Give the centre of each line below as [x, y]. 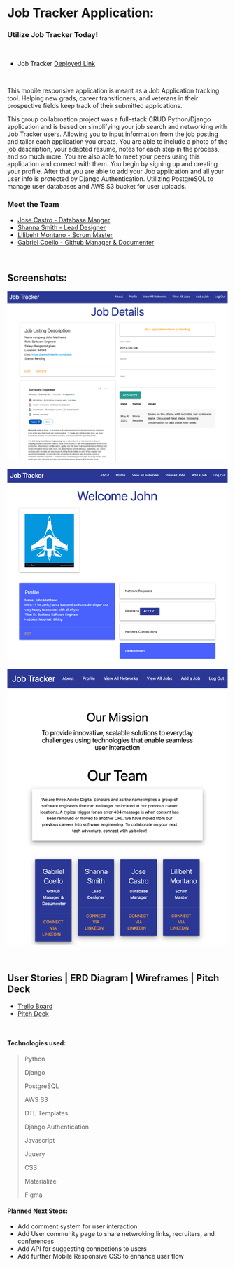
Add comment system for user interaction [77, 1226]
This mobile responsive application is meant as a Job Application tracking [113, 91]
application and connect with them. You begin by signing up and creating [113, 164]
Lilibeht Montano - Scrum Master [65, 235]
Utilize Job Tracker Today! [53, 35]
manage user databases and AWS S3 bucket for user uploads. [97, 187]
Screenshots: [37, 278]
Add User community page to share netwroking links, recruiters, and [116, 1234]
